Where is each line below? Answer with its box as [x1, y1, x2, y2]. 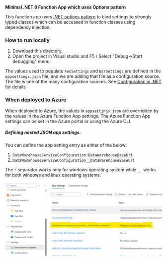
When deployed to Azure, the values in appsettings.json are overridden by [5, 108, 159, 114]
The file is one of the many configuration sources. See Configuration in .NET [5, 79, 162, 85]
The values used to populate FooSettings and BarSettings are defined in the [5, 68, 161, 74]
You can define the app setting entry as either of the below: [5, 142, 127, 148]
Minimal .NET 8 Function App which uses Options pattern [5, 4, 126, 10]
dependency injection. [5, 24, 51, 30]
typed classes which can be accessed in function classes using [5, 19, 136, 25]
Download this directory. [12, 48, 63, 54]
